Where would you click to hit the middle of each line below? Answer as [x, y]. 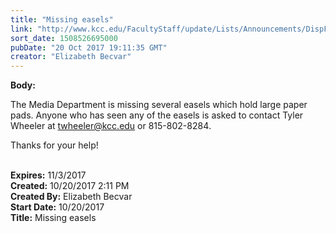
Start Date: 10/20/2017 [57, 207]
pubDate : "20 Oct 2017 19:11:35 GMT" [89, 47]
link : [21, 29]
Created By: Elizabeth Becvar [71, 197]
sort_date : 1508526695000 [64, 38]
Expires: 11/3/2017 [48, 175]
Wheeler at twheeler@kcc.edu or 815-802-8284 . [111, 126]
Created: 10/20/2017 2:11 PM [70, 186]
